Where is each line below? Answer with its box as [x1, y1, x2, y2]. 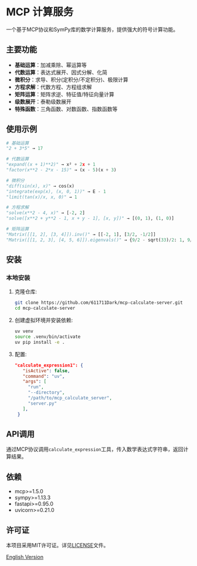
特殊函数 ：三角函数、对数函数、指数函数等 [14, 105, 118, 112]
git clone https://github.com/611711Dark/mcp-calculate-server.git [14, 300, 183, 306]
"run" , [28, 384, 44, 390]
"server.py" [28, 400, 57, 406]
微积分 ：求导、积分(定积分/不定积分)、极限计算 [14, 76, 129, 83]
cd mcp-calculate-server [14, 306, 76, 311]
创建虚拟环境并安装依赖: [14, 317, 73, 324]
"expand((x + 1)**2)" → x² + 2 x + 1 [6, 162, 96, 168]
